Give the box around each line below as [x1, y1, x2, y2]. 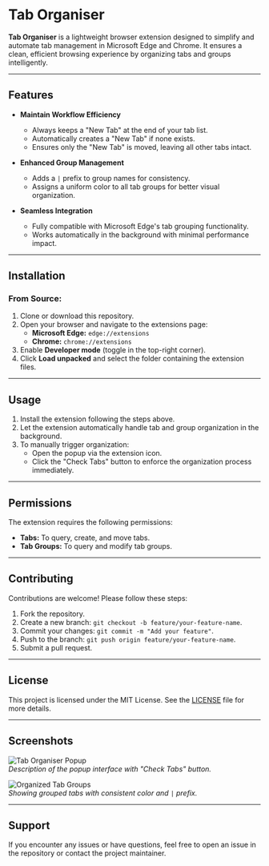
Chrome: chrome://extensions [31, 336, 132, 346]
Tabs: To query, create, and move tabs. [19, 533, 151, 542]
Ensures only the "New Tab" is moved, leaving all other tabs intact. [31, 142, 252, 151]
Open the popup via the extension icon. [31, 449, 163, 458]
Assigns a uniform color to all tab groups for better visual [31, 182, 220, 191]
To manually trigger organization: [19, 440, 130, 449]
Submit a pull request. [19, 642, 93, 652]
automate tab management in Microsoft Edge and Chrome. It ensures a [8, 40, 243, 50]
